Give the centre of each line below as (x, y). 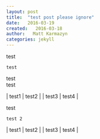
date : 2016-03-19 (30, 23)
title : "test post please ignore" (50, 17)
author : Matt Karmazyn (37, 34)
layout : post (22, 12)
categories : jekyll (30, 39)
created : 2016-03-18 (34, 28)
